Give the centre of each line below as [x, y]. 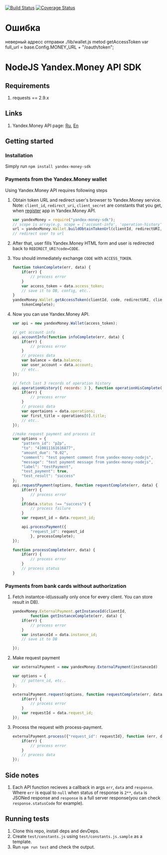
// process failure [51, 509]
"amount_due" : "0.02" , [45, 453]
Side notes [22, 775]
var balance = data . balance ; [52, 360]
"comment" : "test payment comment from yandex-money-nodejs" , [87, 457]
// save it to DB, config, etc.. [56, 291]
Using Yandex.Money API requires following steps [56, 190]
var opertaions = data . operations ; [59, 411]
